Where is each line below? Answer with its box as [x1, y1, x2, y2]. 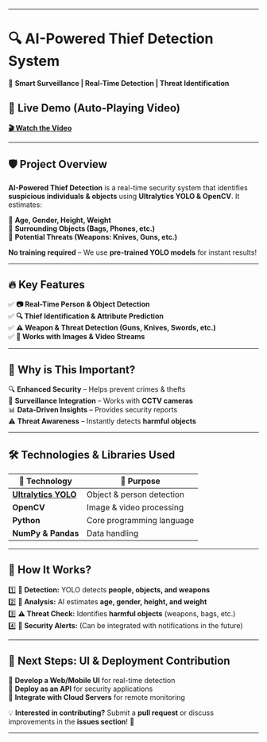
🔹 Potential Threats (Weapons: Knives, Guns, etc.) [8, 232, 178, 241]
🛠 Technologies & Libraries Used [8, 447, 176, 462]
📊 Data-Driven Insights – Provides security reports [8, 405, 178, 415]
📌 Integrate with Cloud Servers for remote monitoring [8, 692, 185, 701]
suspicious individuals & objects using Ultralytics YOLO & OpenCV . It [8, 191, 240, 201]
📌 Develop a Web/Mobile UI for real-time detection [8, 675, 176, 685]
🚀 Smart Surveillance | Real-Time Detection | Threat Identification [8, 78, 230, 88]
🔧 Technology [18, 475, 73, 486]
